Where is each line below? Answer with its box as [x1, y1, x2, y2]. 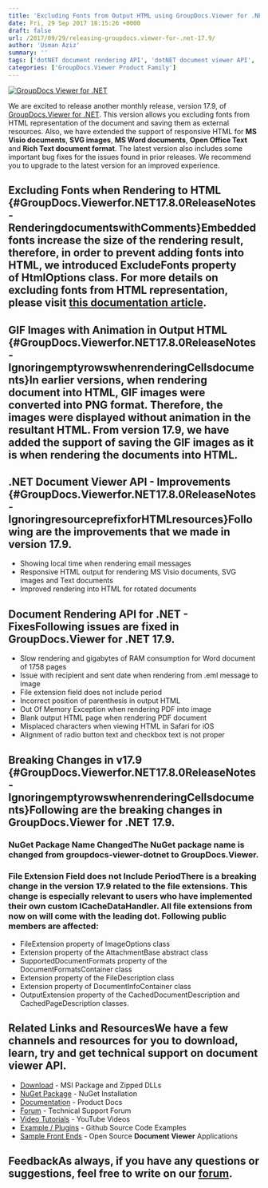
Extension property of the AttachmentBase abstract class [19, 948, 209, 957]
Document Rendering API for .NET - [8, 607, 189, 621]
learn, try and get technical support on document [8, 1047, 258, 1060]
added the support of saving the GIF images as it [8, 435, 254, 449]
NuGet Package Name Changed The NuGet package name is [8, 840, 245, 851]
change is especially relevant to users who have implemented [8, 891, 253, 902]
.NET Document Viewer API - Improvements [8, 475, 231, 488]
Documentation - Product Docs [19, 1097, 123, 1107]
